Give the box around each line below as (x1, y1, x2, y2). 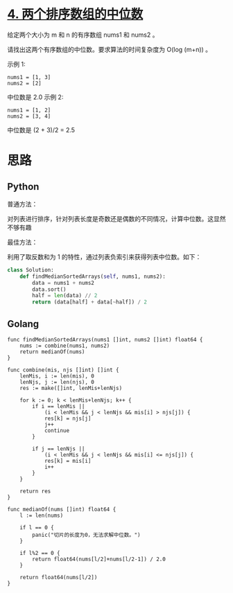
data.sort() (32, 285, 67, 293)
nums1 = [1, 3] (7, 73, 51, 80)
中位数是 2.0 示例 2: (7, 93, 64, 101)
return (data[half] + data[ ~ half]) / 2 (32, 299, 148, 306)
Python (7, 181, 40, 193)
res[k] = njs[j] (44, 415, 92, 422)
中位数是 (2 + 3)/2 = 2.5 (7, 125, 75, 134)
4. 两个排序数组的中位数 (7, 6, 144, 22)
